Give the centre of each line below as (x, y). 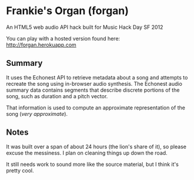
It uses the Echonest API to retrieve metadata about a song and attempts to (97, 77)
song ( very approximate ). (37, 114)
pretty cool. (20, 170)
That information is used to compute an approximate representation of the (96, 108)
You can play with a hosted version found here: (63, 38)
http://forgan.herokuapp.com (41, 45)
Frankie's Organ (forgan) (68, 11)
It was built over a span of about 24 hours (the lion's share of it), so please (96, 146)
